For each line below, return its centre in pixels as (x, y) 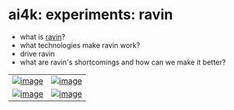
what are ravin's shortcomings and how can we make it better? (123, 62)
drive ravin (37, 53)
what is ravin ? (43, 37)
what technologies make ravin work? (80, 45)
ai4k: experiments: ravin (91, 15)
